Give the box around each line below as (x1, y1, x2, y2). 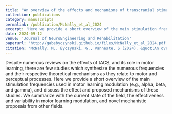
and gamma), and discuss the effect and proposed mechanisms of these (5, 86, 159, 93)
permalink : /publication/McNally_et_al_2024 (5, 21, 102, 27)
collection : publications (5, 12, 60, 17)
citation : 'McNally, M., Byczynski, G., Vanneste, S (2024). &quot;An (5, 45, 159, 51)
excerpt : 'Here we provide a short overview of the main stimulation (5, 27, 157, 32)
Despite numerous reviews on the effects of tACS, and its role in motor (5, 59, 154, 65)
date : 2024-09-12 (5, 31, 42, 36)
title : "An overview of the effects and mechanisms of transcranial (5, 7, 155, 13)
